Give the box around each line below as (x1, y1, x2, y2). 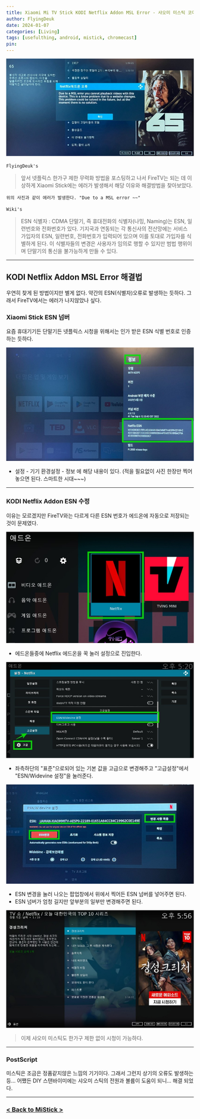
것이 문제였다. (6, 519, 39, 527)
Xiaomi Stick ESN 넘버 (6, 313, 70, 321)
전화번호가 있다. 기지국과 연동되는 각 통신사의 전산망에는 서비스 (41, 225, 188, 232)
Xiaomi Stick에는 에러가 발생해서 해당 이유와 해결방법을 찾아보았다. (36, 182, 193, 189)
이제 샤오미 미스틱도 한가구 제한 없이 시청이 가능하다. (20, 1035, 143, 1041)
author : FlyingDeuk (6, 16, 55, 22)
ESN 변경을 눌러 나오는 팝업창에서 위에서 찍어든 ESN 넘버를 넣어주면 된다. (14, 890, 186, 897)
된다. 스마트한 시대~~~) (30, 475, 86, 482)
